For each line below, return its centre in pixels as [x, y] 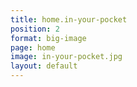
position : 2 [35, 29]
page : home [33, 47]
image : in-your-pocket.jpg [66, 57]
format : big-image [48, 38]
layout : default [44, 66]
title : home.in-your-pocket [69, 19]
